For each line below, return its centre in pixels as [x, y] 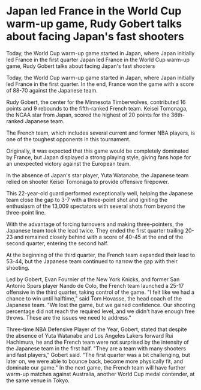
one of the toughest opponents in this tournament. [68, 139]
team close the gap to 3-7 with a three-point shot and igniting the [87, 200]
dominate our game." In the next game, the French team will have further [96, 367]
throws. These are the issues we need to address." [69, 317]
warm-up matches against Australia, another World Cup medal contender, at [100, 374]
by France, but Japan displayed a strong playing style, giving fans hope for [99, 157]
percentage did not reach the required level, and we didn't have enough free [100, 311]
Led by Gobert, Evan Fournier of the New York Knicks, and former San [93, 279]
